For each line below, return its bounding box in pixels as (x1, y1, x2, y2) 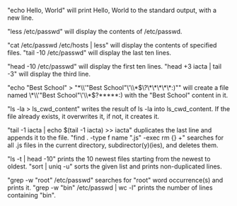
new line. (7, 13, 34, 22)
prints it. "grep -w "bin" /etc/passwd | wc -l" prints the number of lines (7, 183, 214, 192)
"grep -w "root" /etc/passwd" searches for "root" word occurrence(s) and (7, 176, 224, 184)
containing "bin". (7, 191, 57, 199)
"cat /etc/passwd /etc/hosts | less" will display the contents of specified (7, 41, 217, 49)
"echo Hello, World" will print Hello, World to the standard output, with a (7, 6, 217, 14)
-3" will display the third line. (7, 70, 91, 78)
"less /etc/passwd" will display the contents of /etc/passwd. (7, 28, 183, 35)
